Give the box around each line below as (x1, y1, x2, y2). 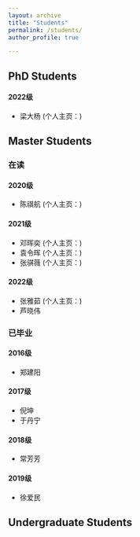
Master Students (8, 134, 92, 148)
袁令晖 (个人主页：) (19, 248, 83, 257)
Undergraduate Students (8, 516, 133, 529)
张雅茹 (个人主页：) (19, 296, 83, 305)
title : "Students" (8, 19, 68, 27)
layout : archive (8, 11, 61, 20)
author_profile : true (8, 33, 79, 42)
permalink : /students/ (8, 26, 83, 34)
